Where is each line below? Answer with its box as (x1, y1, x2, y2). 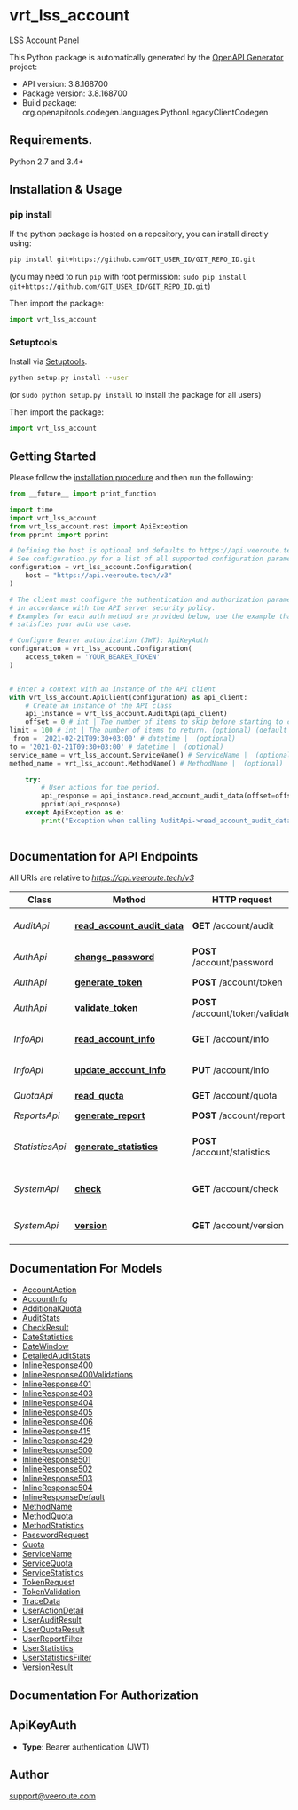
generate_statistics (74, 1140, 158, 1153)
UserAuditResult (21, 1615, 82, 1625)
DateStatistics (21, 1331, 74, 1342)
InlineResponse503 (21, 1473, 93, 1484)
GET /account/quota (192, 1090, 278, 1102)
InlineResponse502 (21, 1464, 93, 1474)
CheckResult (21, 1322, 69, 1333)
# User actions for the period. (41, 783, 161, 792)
